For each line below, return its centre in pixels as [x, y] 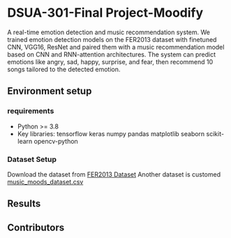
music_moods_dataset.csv [45, 181]
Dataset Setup [32, 159]
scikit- [215, 133]
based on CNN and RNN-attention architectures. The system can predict [112, 54]
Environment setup [50, 91]
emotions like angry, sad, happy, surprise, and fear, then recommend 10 [110, 61]
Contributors [36, 227]
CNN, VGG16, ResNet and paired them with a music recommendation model [116, 47]
